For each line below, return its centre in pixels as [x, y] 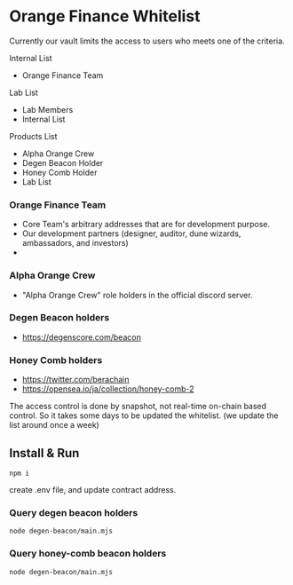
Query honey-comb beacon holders [88, 554]
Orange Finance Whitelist [105, 16]
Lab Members [48, 109]
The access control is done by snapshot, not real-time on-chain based [138, 407]
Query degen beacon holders [74, 512]
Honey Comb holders [56, 360]
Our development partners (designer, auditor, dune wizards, [131, 233]
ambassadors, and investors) [75, 243]
